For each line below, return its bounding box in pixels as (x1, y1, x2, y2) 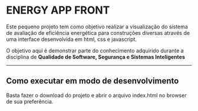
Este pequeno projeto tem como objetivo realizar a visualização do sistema (6, 23, 189, 30)
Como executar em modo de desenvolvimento (6, 76, 179, 86)
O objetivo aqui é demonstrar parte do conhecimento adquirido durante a (6, 47, 184, 54)
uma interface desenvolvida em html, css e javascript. (6, 35, 137, 43)
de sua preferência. (6, 98, 54, 105)
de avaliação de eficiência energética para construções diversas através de (6, 29, 190, 36)
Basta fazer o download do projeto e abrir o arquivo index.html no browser (6, 92, 187, 99)
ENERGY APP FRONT (6, 4, 110, 17)
